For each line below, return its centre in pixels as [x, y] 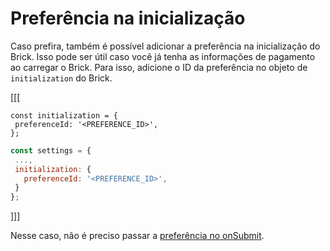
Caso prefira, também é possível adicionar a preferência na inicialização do [165, 46]
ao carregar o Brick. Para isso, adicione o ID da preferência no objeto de [159, 67]
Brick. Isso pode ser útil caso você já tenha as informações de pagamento [163, 56]
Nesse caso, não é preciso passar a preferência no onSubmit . [137, 236]
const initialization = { [64, 115]
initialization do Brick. [61, 78]
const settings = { [51, 150]
